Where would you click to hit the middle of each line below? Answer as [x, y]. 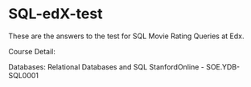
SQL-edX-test [56, 14]
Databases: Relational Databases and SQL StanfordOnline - [107, 67]
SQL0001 [23, 75]
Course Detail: [32, 51]
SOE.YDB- [223, 67]
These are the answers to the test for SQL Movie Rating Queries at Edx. [126, 36]
